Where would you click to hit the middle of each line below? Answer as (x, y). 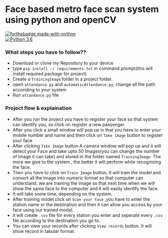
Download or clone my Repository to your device (63, 63)
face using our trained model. (43, 210)
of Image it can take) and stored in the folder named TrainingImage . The (87, 156)
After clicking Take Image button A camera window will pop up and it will (87, 146)
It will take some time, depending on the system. (62, 194)
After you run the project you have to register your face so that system (85, 119)
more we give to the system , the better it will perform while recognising (87, 162)
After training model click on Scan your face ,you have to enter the (81, 199)
